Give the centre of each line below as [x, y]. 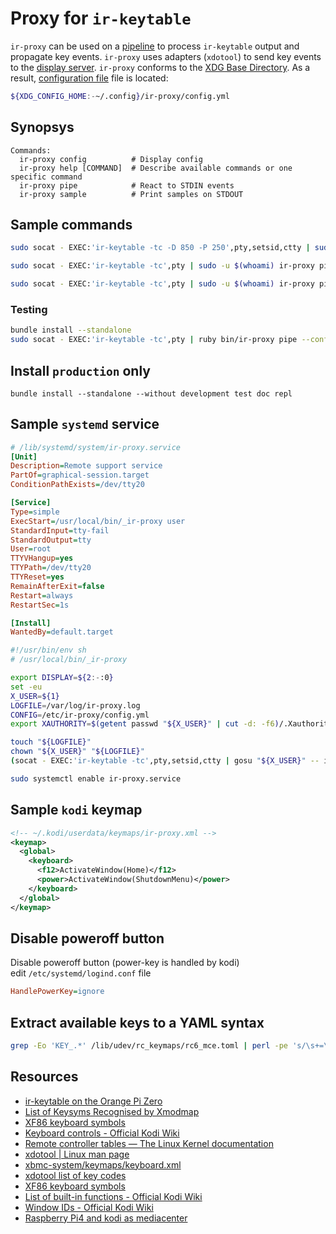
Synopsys [42, 127]
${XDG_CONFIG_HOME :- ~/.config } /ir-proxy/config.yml [120, 96]
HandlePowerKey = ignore [57, 992]
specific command [46, 177]
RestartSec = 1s [40, 605]
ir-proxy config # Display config [111, 159]
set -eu [26, 687]
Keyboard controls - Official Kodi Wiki [102, 1133]
